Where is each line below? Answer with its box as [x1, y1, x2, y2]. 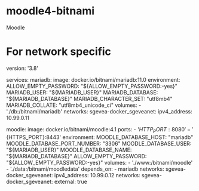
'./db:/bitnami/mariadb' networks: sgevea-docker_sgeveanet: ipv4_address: [6, 107, 192, 115]
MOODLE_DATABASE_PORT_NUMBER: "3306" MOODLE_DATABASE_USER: [6, 140, 192, 147]
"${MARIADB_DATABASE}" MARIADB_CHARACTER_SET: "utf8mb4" [6, 95, 173, 102]
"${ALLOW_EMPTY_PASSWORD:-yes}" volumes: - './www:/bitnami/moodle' [6, 159, 193, 166]
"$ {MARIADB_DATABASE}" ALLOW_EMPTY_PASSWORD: [6, 152, 147, 159]
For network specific [6, 45, 112, 58]
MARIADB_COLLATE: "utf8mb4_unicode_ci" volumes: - [6, 101, 142, 109]
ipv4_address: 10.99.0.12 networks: [54, 171, 140, 178]
